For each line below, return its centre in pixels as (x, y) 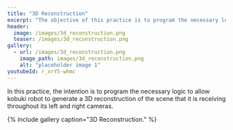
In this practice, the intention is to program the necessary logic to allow (109, 91)
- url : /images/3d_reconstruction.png (70, 53)
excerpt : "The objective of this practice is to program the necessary (113, 20)
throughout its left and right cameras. (60, 106)
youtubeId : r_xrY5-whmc (42, 71)
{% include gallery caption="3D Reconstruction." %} (82, 119)
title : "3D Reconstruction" (48, 13)
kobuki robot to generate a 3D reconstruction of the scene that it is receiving (116, 98)
